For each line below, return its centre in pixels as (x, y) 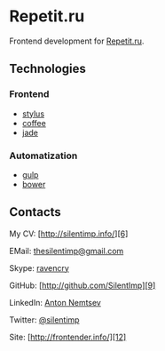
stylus (33, 114)
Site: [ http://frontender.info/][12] (68, 337)
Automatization (43, 156)
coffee (34, 123)
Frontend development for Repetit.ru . (77, 41)
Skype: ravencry (39, 267)
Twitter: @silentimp (44, 319)
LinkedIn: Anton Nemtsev (55, 302)
